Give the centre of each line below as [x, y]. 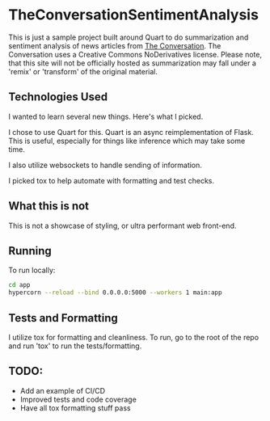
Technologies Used [58, 97]
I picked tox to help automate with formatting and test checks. [112, 180]
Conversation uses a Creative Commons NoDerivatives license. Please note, [135, 54]
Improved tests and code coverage [78, 399]
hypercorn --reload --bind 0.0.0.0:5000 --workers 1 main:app [115, 293]
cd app [19, 285]
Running [30, 251]
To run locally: [32, 270]
